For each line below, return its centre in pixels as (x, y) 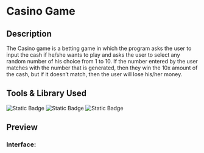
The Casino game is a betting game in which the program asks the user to (99, 48)
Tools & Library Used (47, 94)
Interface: (21, 144)
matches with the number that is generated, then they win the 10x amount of (102, 68)
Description (29, 34)
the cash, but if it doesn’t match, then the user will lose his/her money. (94, 74)
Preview (22, 127)
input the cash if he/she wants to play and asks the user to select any (93, 55)
